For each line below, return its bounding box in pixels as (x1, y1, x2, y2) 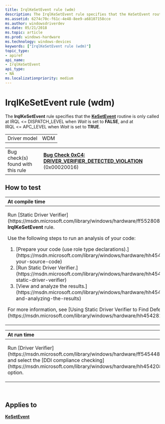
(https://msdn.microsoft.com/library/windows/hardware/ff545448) (7, 350, 162, 357)
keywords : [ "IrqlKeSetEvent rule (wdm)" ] (5, 44, 91, 49)
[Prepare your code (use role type (16, 245, 94, 252)
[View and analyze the (16, 282, 67, 289)
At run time (7, 331, 34, 338)
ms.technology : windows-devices (5, 39, 71, 44)
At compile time (7, 198, 46, 205)
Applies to (5, 400, 37, 409)
